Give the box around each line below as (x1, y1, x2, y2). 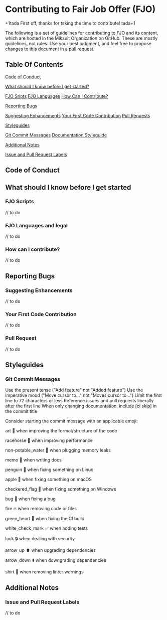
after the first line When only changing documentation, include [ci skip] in (5, 403, 157, 409)
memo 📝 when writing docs (5, 457, 62, 463)
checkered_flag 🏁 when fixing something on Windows (5, 486, 116, 492)
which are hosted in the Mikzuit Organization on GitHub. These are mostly (5, 35, 158, 41)
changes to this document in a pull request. (5, 46, 95, 52)
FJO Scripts (5, 198, 34, 205)
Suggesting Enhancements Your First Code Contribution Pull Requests (5, 112, 150, 118)
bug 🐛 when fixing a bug (5, 496, 56, 502)
